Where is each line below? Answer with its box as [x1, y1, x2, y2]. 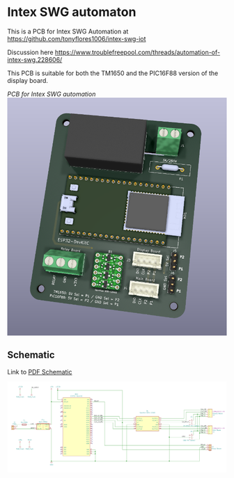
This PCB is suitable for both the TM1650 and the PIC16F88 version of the [7, 69, 219, 77]
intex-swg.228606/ [7, 55, 63, 63]
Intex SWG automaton [7, 4, 136, 20]
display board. [7, 76, 49, 84]
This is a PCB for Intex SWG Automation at [7, 27, 129, 35]
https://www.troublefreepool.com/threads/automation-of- [54, 48, 221, 56]
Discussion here [7, 48, 54, 56]
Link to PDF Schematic [7, 367, 72, 376]
